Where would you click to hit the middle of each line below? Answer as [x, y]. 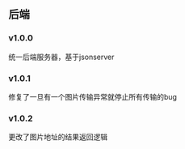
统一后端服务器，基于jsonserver [61, 57]
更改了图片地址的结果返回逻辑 [58, 137]
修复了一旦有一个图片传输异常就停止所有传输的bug [93, 96]
